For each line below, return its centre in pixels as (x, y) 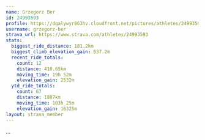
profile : (17, 23)
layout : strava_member (35, 114)
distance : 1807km (39, 97)
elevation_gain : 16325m (47, 109)
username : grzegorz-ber (36, 29)
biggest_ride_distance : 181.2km (53, 46)
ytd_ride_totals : (33, 86)
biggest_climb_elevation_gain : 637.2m (61, 52)
